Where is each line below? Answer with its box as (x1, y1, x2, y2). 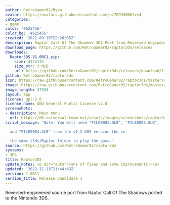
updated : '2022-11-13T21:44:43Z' (5, 166, 76, 172)
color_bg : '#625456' (5, 31, 49, 36)
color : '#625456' (5, 26, 42, 31)
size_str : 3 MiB (14, 64, 49, 69)
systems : (5, 147, 24, 153)
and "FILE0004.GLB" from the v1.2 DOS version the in (10, 129, 125, 134)
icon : (5, 78, 17, 83)
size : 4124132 (14, 59, 44, 64)
